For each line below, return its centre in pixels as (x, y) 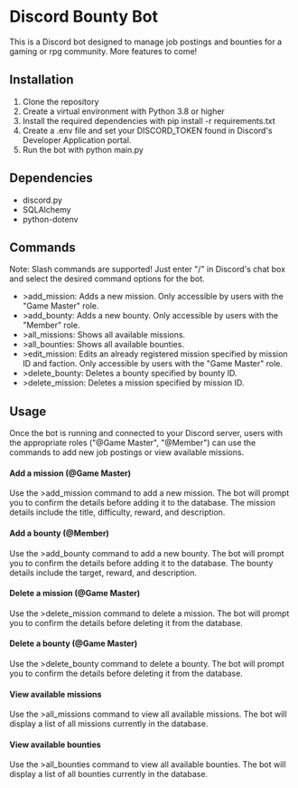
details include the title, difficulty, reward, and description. (117, 512)
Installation (42, 80)
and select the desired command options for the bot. (107, 279)
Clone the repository (61, 101)
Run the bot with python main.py (83, 149)
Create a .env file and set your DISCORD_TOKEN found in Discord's (147, 130)
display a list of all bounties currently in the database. (109, 774)
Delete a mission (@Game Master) (75, 593)
